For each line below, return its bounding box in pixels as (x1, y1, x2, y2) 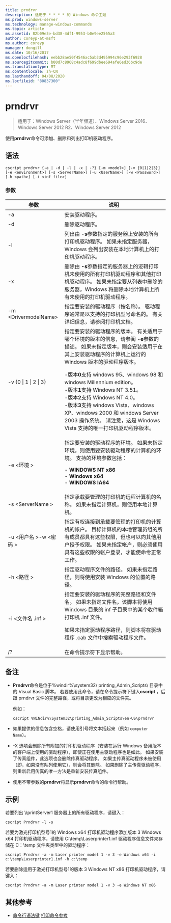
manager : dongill (5, 45, 42, 50)
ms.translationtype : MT (5, 64, 56, 69)
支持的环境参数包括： (76, 454, 127, 461)
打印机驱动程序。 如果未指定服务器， (64, 238, 153, 245)
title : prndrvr (5, 7, 38, 13)
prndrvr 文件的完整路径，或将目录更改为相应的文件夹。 (18, 695, 134, 701)
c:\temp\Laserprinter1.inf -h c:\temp (5, 857, 88, 862)
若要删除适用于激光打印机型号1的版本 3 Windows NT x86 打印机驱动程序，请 (5, 866, 166, 873)
